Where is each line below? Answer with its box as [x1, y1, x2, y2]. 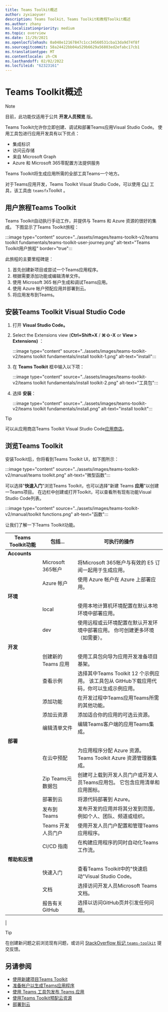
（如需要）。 [77, 634, 105, 641]
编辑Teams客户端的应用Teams [77, 720, 149, 727]
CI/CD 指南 [42, 843, 68, 850]
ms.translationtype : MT [5, 49, 55, 54]
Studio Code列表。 [5, 495, 44, 501]
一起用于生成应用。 [82, 567, 128, 574]
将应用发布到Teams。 [12, 292, 57, 298]
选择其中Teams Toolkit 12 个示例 [77, 670, 155, 677]
